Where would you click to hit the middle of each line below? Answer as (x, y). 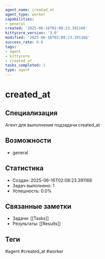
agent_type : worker (25, 14)
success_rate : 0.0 (24, 42)
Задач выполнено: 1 (33, 185)
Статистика (24, 168)
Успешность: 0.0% (32, 191)
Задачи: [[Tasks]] (30, 218)
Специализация (31, 113)
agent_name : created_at (30, 10)
